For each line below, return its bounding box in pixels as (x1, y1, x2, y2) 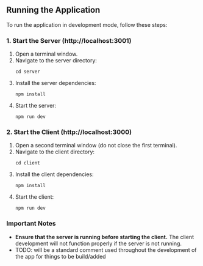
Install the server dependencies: (15, 79, 96, 87)
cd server (15, 68, 41, 75)
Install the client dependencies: (15, 171, 94, 178)
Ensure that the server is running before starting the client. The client (15, 233, 194, 240)
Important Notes (6, 220, 56, 228)
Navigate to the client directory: (15, 148, 95, 155)
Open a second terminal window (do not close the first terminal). (15, 142, 177, 149)
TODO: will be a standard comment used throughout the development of (15, 246, 197, 253)
